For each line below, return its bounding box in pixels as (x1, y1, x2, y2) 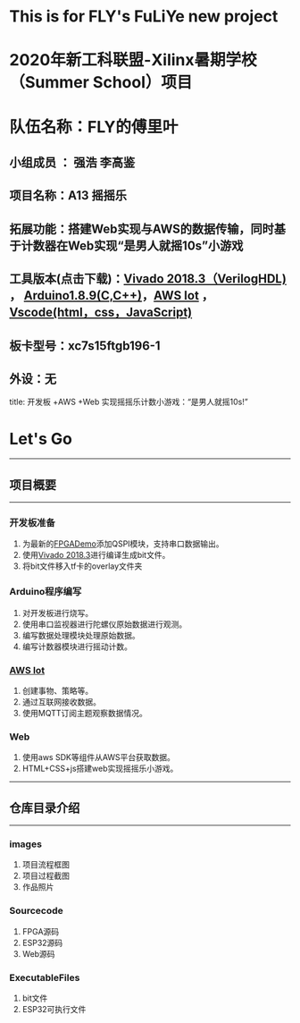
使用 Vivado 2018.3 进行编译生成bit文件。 (21, 550, 171, 561)
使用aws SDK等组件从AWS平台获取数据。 (21, 752, 176, 763)
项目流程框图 (21, 859, 70, 870)
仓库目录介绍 (9, 800, 80, 816)
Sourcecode (9, 905, 64, 917)
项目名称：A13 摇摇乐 (9, 188, 128, 203)
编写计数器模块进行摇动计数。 (21, 641, 132, 652)
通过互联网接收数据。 (21, 696, 101, 707)
